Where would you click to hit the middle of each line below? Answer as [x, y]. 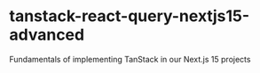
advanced [47, 35]
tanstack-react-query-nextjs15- [130, 16]
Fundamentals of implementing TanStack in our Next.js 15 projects [130, 59]
